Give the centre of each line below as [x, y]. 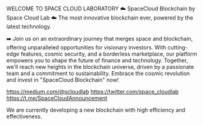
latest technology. [29, 27]
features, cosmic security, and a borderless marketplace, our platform [109, 54]
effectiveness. [24, 116]
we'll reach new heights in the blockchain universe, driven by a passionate [100, 67]
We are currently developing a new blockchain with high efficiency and [96, 110]
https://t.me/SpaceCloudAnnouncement [57, 98]
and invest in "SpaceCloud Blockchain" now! [63, 80]
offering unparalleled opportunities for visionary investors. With [86, 47]
